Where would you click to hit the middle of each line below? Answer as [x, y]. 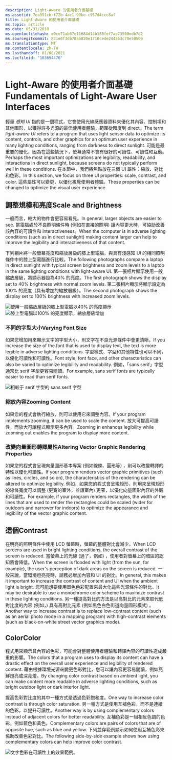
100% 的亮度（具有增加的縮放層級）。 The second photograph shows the [81, 291]
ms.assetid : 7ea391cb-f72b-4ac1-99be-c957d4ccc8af [60, 15]
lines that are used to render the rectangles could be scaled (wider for [79, 503]
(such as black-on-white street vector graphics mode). [63, 622]
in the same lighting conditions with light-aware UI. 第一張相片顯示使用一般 [84, 271]
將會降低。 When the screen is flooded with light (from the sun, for [79, 562]
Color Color [23, 638]
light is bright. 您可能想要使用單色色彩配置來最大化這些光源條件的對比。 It [82, 587]
